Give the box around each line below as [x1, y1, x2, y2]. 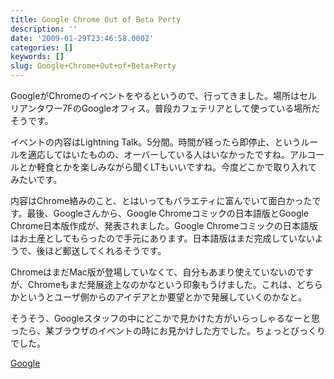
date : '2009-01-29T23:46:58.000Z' [10, 33, 155, 43]
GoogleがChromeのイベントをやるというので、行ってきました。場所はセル [10, 90, 318, 101]
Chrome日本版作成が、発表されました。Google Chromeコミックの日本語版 [10, 220, 318, 231]
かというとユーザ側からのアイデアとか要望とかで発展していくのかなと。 [10, 291, 308, 303]
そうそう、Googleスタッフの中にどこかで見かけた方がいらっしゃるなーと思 [10, 312, 320, 324]
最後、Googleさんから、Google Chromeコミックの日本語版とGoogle [26, 207, 310, 219]
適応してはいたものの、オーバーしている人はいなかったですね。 [27, 149, 290, 160]
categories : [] [10, 42, 74, 53]
